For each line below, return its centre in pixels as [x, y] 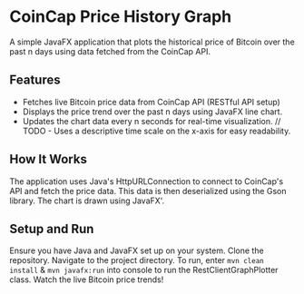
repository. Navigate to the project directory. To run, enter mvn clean [137, 260]
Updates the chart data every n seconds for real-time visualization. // [152, 121]
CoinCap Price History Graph [121, 17]
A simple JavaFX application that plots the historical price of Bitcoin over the [152, 42]
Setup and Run [52, 229]
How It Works [49, 159]
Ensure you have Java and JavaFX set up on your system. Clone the [137, 250]
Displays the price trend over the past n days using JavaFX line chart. [152, 112]
